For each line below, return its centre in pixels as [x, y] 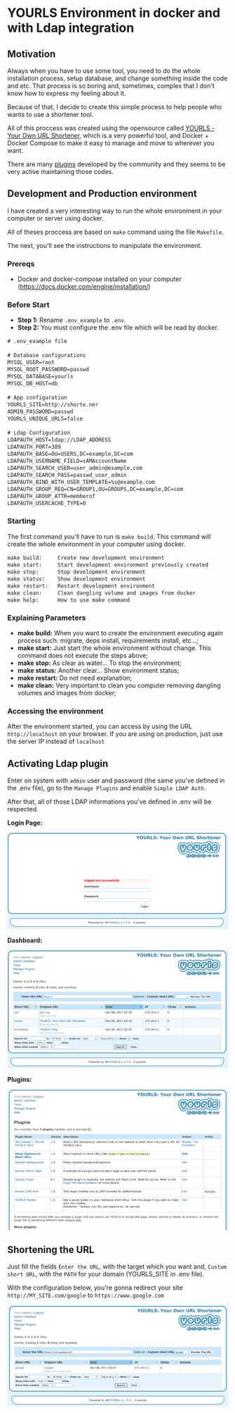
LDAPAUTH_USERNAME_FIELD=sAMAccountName [67, 461]
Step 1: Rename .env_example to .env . [72, 320]
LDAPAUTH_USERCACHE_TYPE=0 [47, 504]
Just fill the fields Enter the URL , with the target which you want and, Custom [117, 1266]
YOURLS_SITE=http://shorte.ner [53, 405]
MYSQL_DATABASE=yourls [40, 377]
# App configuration [38, 398]
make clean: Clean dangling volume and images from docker [102, 593]
